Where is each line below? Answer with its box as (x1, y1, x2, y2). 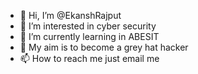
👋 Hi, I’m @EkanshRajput (19, 10, 122, 21)
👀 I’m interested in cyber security (19, 20, 157, 32)
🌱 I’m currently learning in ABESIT (19, 31, 160, 42)
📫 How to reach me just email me (19, 53, 160, 64)
